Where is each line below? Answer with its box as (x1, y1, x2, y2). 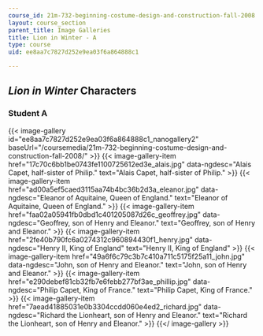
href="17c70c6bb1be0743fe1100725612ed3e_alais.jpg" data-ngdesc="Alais (8, 159, 252, 169)
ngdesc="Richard (8, 310, 65, 319)
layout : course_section (8, 19, 87, 27)
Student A (8, 108, 48, 119)
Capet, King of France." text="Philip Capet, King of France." (59, 285, 254, 294)
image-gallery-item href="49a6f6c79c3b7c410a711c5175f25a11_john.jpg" (8, 252, 246, 261)
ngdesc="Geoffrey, (8, 218, 71, 227)
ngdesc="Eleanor (8, 192, 65, 202)
